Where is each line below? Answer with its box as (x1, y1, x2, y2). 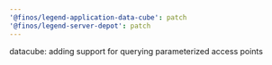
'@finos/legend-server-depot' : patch (9, 21, 151, 30)
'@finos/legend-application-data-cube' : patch (9, 12, 187, 22)
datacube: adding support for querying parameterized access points (9, 45, 264, 56)
